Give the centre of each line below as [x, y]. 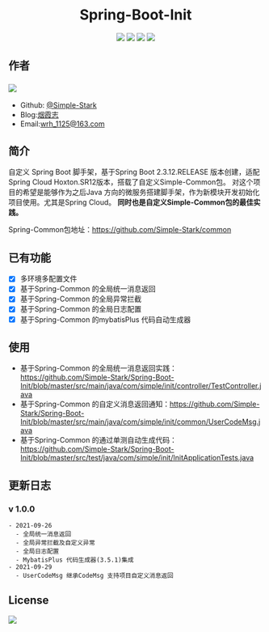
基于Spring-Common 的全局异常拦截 [81, 299]
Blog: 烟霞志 [39, 114]
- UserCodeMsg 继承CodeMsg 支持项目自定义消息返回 [95, 576]
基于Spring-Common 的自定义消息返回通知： [95, 404]
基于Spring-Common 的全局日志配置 [81, 309]
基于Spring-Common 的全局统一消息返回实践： [99, 368]
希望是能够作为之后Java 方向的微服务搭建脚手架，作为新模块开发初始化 [141, 193]
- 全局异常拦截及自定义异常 [55, 543]
